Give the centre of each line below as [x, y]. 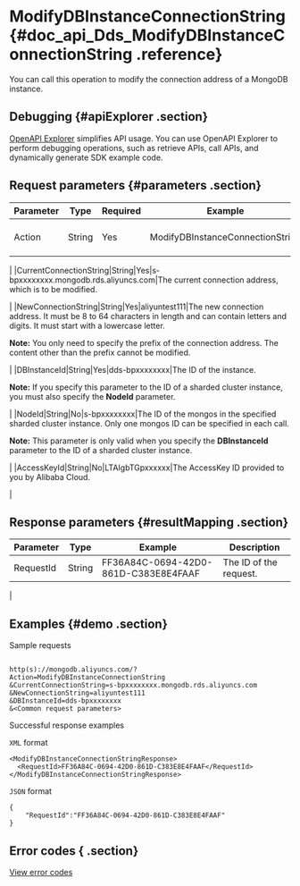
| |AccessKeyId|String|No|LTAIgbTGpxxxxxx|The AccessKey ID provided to [147, 468]
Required [121, 210]
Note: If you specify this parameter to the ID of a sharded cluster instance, [146, 387]
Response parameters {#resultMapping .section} [149, 522]
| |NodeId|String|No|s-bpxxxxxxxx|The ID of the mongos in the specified [143, 414]
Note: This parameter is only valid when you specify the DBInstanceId [139, 441]
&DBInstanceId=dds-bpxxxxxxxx [66, 701]
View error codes [41, 872]
